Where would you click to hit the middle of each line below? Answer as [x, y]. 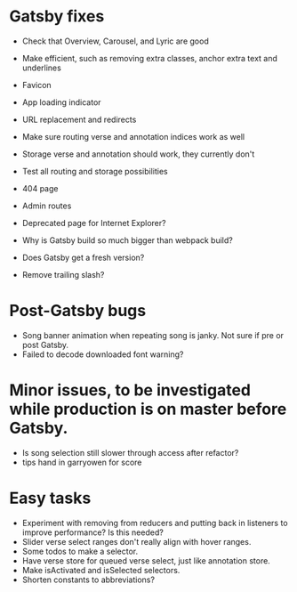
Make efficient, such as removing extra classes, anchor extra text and [150, 58]
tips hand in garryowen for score [82, 462]
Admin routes [47, 206]
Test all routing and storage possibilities [95, 171]
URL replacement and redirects [79, 119]
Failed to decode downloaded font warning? [103, 354]
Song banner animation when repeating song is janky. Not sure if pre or [153, 335]
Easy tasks [50, 498]
